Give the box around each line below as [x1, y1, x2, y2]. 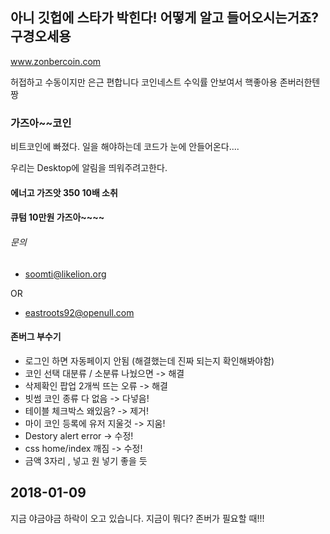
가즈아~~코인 [10, 116, 72, 130]
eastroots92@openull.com [24, 306, 135, 318]
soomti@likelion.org [24, 268, 107, 280]
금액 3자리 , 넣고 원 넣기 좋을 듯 [24, 454, 148, 467]
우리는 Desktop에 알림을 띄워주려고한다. [10, 162, 168, 174]
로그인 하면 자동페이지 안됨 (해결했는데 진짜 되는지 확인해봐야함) [24, 354, 275, 367]
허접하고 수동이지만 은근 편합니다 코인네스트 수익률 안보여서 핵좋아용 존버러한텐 [10, 76, 321, 88]
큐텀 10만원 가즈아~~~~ [10, 211, 105, 223]
